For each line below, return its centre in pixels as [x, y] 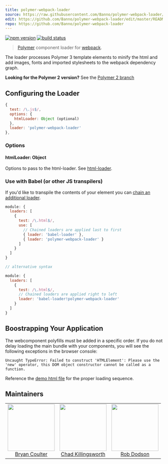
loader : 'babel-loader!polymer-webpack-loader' [69, 299]
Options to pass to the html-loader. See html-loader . [59, 168]
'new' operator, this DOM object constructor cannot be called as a [78, 365]
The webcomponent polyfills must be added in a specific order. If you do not [84, 341]
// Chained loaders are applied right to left [68, 294]
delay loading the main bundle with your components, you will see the [77, 346]
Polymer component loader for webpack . [60, 47]
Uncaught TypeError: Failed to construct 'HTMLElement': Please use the [82, 360]
